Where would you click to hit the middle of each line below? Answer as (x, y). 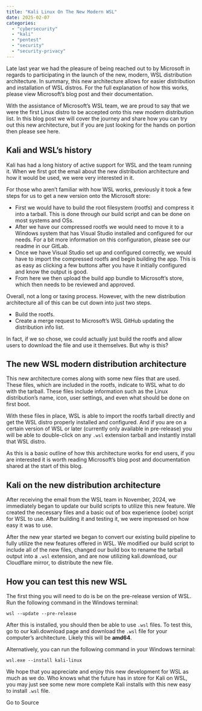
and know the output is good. (52, 272)
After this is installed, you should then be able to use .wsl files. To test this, (99, 625)
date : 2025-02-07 (28, 18)
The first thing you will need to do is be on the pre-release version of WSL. (99, 596)
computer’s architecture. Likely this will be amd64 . (69, 638)
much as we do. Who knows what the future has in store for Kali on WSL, (97, 678)
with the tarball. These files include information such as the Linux (87, 391)
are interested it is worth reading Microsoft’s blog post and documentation (98, 460)
